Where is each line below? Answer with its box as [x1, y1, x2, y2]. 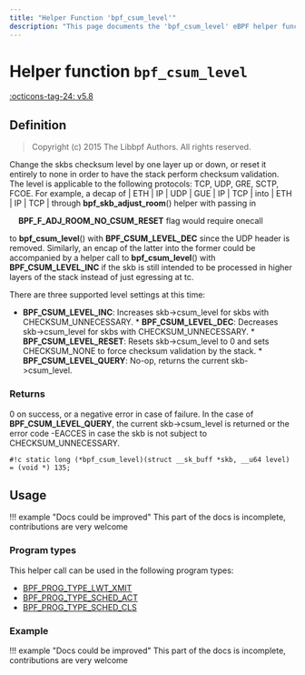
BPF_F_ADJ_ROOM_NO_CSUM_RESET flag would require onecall [17, 216, 263, 227]
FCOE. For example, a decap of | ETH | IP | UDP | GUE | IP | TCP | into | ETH [9, 188, 292, 199]
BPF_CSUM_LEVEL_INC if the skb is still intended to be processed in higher [9, 262, 292, 273]
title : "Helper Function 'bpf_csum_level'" [9, 13, 177, 23]
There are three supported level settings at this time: [9, 289, 206, 300]
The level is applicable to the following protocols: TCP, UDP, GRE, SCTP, [9, 178, 280, 189]
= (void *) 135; [9, 463, 71, 472]
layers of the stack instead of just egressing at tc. [9, 272, 194, 283]
